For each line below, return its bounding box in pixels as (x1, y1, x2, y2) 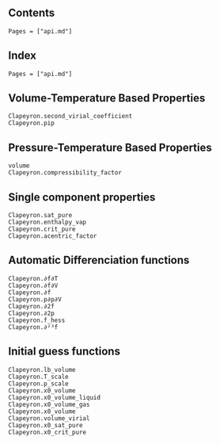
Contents (8, 6, 55, 20)
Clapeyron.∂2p (8, 309, 55, 317)
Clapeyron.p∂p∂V (8, 295, 62, 304)
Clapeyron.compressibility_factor (8, 169, 123, 177)
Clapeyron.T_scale (8, 373, 69, 381)
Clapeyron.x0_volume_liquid (8, 393, 101, 401)
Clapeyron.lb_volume (8, 366, 77, 373)
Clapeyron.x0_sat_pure (8, 421, 83, 429)
